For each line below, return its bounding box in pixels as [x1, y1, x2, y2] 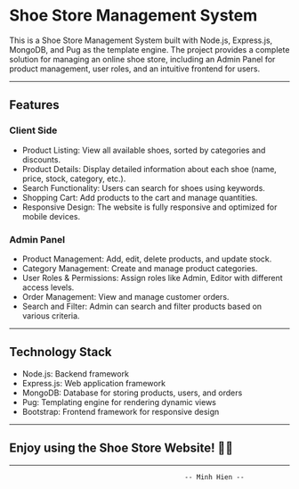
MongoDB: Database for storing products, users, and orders [21, 387, 243, 398]
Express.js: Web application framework [21, 377, 166, 388]
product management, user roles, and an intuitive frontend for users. [9, 63, 261, 74]
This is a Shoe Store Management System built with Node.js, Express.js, [9, 35, 273, 46]
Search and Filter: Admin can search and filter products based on [21, 301, 263, 311]
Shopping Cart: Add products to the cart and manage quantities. [21, 192, 258, 203]
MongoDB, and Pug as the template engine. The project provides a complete [9, 44, 290, 54]
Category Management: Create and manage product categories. [21, 262, 258, 273]
